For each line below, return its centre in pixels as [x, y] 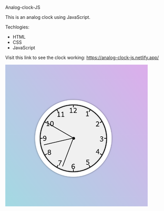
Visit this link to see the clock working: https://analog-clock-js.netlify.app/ [82, 57]
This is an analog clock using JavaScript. [48, 17]
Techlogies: [17, 27]
